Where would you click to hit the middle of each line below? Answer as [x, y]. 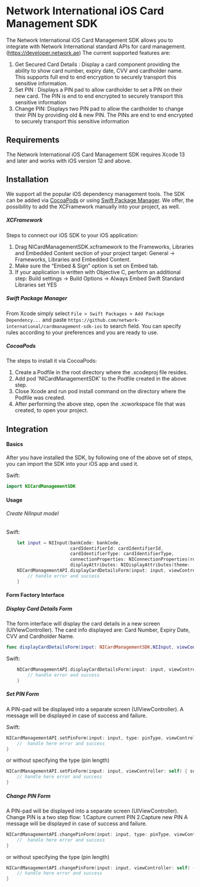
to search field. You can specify [142, 326]
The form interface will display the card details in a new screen [83, 624]
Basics [15, 444]
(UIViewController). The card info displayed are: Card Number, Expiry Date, [98, 630]
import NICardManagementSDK [41, 487]
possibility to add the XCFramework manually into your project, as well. [93, 206]
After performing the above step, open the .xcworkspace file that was [100, 404]
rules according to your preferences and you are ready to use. [82, 332]
